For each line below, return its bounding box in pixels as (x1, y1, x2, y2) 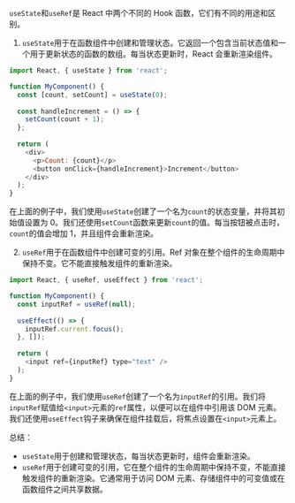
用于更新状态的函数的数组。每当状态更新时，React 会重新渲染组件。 (29, 49, 278, 59)
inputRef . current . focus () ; (25, 324, 125, 333)
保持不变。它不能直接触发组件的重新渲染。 (21, 258, 178, 269)
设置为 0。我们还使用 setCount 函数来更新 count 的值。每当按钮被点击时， (24, 217, 284, 228)
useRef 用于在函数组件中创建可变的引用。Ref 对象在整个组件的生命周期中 (21, 247, 285, 258)
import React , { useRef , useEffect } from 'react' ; (9, 276, 203, 285)
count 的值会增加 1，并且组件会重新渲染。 (9, 228, 159, 239)
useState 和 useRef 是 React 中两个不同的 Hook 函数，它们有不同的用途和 (9, 8, 269, 18)
